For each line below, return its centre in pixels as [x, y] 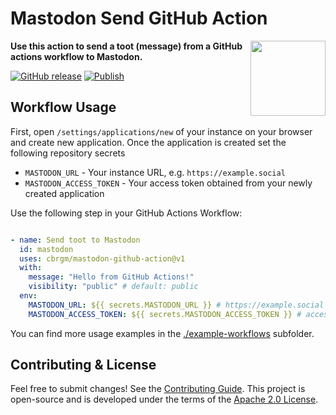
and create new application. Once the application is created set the [148, 142]
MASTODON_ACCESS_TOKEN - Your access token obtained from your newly [168, 183]
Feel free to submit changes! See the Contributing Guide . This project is [158, 389]
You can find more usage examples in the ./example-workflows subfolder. [162, 333]
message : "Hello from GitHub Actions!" [111, 277]
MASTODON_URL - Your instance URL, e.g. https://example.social [155, 172]
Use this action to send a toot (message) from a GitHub [126, 46]
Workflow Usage [63, 107]
